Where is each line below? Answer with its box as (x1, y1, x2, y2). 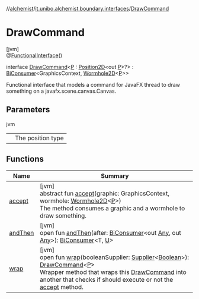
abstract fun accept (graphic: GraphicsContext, (39, 189, 170, 197)
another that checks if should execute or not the (39, 275, 174, 284)
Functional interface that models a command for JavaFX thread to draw (6, 81, 181, 88)
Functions (6, 154, 44, 164)
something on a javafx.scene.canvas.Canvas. (6, 87, 117, 95)
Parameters (6, 105, 50, 115)
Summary (100, 172, 129, 180)
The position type (15, 134, 64, 142)
